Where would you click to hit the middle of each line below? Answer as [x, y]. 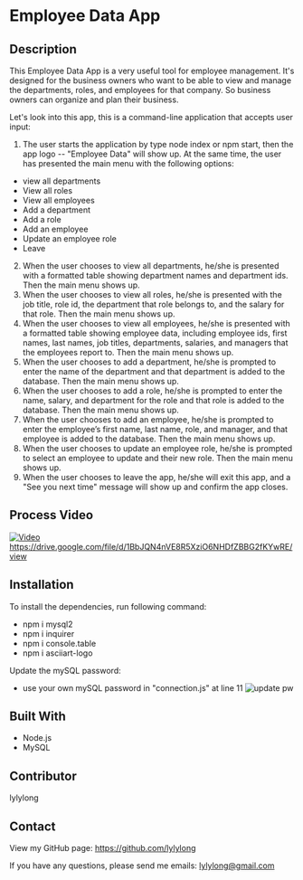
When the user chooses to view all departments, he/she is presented [151, 266]
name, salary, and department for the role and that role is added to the [153, 400]
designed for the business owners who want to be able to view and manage [151, 80]
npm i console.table [59, 643]
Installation [42, 585]
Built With [38, 717]
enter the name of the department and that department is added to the [154, 371]
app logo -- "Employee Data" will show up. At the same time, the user [152, 154]
